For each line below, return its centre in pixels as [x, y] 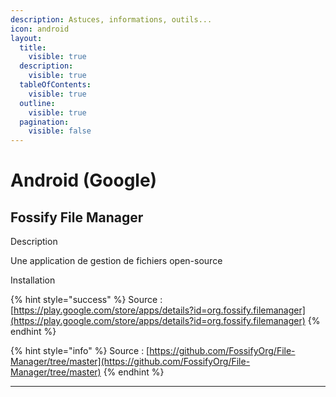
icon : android [40, 29]
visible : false [60, 131]
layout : [26, 38]
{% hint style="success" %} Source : [86, 300]
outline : [37, 103]
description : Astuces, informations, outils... [111, 19]
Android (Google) [84, 180]
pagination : [44, 122]
